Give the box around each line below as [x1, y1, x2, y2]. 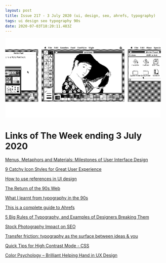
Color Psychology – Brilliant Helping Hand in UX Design [5, 252, 118, 259]
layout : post [5, 8, 32, 13]
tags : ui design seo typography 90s [5, 18, 81, 23]
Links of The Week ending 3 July [5, 130, 142, 141]
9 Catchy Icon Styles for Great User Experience [5, 166, 102, 172]
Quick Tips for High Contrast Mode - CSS [5, 243, 90, 249]
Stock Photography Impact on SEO [5, 224, 76, 229]
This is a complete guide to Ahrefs [5, 205, 75, 211]
